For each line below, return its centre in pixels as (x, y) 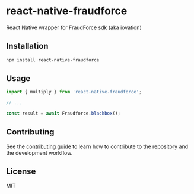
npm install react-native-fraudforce (53, 60)
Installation (27, 46)
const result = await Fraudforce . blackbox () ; (63, 114)
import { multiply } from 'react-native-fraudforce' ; (74, 92)
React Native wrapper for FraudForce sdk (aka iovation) (74, 27)
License (21, 172)
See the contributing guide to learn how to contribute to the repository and (97, 146)
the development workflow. (39, 152)
